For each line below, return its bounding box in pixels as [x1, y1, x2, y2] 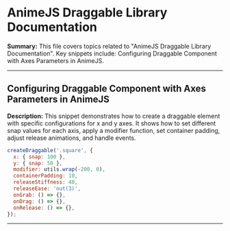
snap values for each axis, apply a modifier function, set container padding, [7, 126, 220, 134]
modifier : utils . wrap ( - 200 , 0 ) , [13, 166, 106, 173]
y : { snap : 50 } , [13, 160, 63, 167]
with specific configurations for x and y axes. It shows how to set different [7, 119, 216, 127]
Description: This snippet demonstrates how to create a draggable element [7, 112, 220, 120]
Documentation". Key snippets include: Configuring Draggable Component [7, 49, 218, 58]
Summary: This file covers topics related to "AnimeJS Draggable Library [7, 42, 212, 50]
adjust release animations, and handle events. [7, 134, 136, 142]
